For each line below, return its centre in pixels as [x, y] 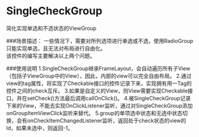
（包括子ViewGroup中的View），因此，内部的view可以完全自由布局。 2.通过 [99, 76]
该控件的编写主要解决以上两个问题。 [51, 55]
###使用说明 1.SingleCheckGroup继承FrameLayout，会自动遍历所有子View [98, 68]
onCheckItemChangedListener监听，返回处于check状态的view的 [106, 120]
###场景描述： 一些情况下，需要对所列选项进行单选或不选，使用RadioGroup [100, 41]
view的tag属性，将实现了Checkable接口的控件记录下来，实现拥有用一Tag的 [99, 83]
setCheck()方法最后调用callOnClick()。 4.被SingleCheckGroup [103, 98]
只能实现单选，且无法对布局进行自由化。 [56, 48]
